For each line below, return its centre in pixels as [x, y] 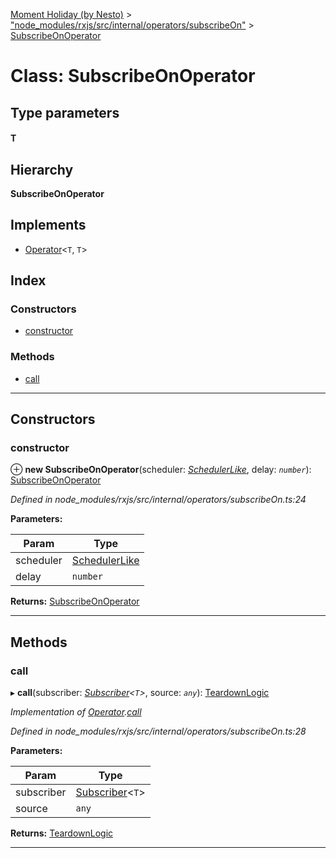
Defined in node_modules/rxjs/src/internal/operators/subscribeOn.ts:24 [158, 500]
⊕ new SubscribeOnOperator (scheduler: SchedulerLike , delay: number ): [161, 470]
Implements [48, 225]
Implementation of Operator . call [76, 712]
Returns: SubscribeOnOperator [75, 601]
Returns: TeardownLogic [62, 833]
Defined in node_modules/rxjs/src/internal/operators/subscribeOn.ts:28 [158, 731]
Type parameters [65, 112]
